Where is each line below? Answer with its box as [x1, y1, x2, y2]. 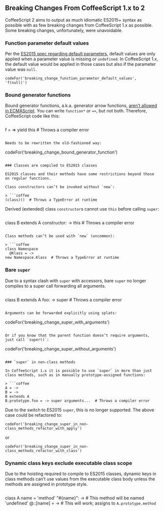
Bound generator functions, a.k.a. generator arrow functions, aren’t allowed [5, 103, 158, 108]
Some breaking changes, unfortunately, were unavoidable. [5, 27, 123, 33]
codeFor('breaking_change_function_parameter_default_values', [5, 76, 137, 81]
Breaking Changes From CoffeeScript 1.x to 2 [5, 4, 145, 12]
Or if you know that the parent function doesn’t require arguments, [5, 333, 150, 338]
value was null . [5, 66, 37, 73]
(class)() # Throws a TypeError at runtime [5, 197, 97, 203]
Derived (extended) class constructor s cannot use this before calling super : [5, 206, 159, 212]
